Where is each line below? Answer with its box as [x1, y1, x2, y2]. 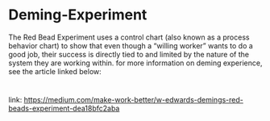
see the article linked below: [8, 66, 102, 76]
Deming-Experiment [8, 6, 147, 24]
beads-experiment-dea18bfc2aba [8, 103, 120, 114]
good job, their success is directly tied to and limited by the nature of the [8, 49, 250, 59]
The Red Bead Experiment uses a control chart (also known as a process [8, 32, 250, 42]
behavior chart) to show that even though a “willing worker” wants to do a [8, 40, 254, 50]
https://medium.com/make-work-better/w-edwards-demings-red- [23, 95, 244, 105]
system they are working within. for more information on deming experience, [8, 58, 263, 68]
